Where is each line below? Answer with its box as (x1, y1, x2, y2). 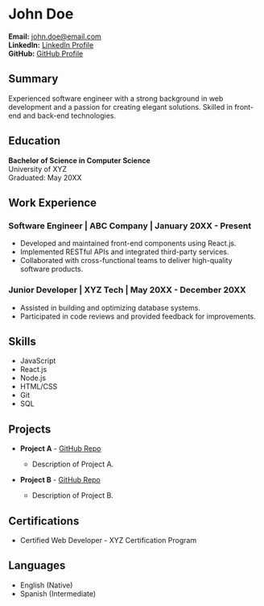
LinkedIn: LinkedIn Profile (8, 40, 94, 49)
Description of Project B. (31, 491, 114, 500)
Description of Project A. (31, 459, 114, 469)
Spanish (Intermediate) (19, 588, 97, 598)
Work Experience (8, 195, 97, 210)
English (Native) (19, 580, 73, 590)
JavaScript (19, 356, 56, 366)
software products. (19, 264, 84, 274)
